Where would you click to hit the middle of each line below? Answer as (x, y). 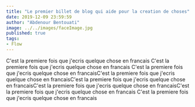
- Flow (14, 44)
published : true (26, 33)
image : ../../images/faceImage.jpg (49, 28)
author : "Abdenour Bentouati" (43, 22)
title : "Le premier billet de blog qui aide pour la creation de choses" (98, 11)
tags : (13, 39)
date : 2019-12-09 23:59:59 (39, 17)
